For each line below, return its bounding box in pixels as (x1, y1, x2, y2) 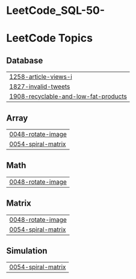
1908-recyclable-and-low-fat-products (9, 92, 128, 100)
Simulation (6, 246, 48, 256)
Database (6, 55, 43, 65)
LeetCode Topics (6, 31, 93, 45)
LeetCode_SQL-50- (6, 4, 105, 18)
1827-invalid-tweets (9, 82, 70, 91)
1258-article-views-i (9, 73, 72, 81)
